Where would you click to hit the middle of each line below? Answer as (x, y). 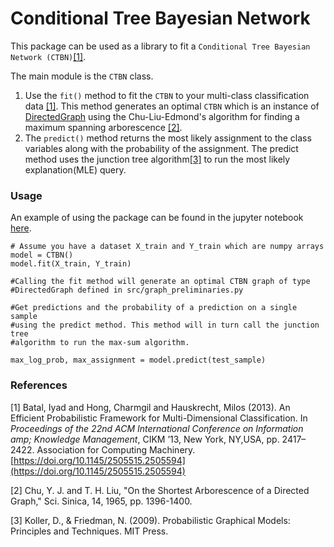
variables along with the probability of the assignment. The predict (161, 148)
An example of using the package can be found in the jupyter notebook (157, 218)
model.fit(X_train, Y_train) (71, 264)
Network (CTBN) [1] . (48, 56)
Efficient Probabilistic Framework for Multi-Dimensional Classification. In (159, 418)
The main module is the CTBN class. (82, 76)
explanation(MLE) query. (75, 169)
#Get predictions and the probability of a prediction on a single (154, 308)
